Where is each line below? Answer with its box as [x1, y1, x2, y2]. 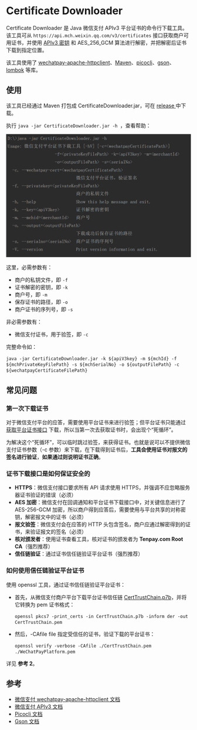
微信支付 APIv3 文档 [14, 703, 63, 710]
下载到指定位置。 [6, 46, 47, 54]
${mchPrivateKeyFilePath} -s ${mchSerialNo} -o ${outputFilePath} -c [6, 362, 180, 368]
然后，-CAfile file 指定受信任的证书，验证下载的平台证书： [14, 630, 155, 637]
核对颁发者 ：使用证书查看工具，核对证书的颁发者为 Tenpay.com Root [14, 536, 184, 543]
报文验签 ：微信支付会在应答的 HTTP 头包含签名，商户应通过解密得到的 [14, 521, 186, 528]
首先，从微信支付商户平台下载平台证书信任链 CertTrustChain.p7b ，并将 [14, 593, 187, 600]
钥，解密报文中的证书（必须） [14, 514, 87, 521]
